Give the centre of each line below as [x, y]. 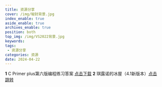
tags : [10, 46]
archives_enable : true [28, 28]
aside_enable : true [25, 23]
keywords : [15, 41]
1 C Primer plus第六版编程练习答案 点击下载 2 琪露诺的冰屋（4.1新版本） [77, 74]
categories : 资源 [22, 55]
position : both [20, 32]
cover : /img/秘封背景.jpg [30, 14]
